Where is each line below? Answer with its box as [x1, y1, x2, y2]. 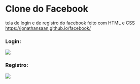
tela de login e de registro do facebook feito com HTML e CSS [5, 20, 135, 26]
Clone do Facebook [5, 3, 89, 15]
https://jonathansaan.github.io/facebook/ [5, 25, 91, 31]
